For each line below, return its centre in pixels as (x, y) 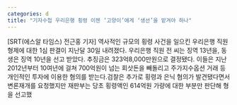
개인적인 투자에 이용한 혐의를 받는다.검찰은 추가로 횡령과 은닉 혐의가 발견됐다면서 (119, 76)
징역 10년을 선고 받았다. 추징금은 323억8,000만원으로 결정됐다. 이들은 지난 (123, 59)
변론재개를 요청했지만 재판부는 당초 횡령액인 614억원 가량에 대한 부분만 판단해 (114, 85)
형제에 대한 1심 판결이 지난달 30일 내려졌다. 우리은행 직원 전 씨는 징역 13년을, (114, 50)
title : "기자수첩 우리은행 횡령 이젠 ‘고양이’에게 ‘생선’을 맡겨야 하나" (100, 20)
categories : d (28, 14)
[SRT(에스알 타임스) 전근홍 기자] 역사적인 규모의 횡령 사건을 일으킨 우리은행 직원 (118, 41)
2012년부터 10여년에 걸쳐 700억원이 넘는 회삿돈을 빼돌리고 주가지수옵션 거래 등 (117, 68)
